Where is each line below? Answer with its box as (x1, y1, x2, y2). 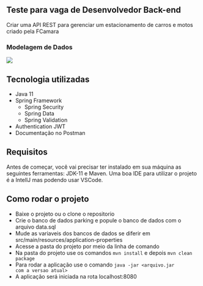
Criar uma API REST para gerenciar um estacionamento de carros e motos (6, 21, 194, 28)
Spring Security (24, 103, 64, 111)
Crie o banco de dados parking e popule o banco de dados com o (15, 216, 182, 224)
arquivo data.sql (15, 223, 56, 230)
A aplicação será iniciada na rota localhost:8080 (15, 273, 138, 280)
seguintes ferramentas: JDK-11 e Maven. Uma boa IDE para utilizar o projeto (6, 169, 197, 177)
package (15, 255, 35, 262)
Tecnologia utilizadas (6, 74, 90, 84)
